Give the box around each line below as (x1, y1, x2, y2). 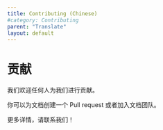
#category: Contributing (7, 17, 79, 24)
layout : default (7, 29, 54, 37)
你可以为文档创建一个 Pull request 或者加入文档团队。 (7, 101, 160, 109)
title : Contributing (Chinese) (7, 10, 98, 17)
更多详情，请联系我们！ (7, 115, 74, 124)
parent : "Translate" (7, 23, 67, 30)
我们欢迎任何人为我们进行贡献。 (7, 86, 98, 95)
